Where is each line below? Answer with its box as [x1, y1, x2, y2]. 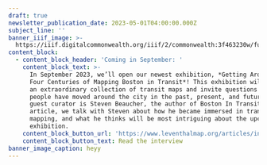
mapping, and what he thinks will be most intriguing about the [29, 115, 247, 123]
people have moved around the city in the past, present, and [29, 93, 240, 101]
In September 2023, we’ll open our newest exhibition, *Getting [29, 71, 247, 79]
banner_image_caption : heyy [8, 144, 102, 152]
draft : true [8, 11, 48, 20]
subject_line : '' [8, 26, 66, 34]
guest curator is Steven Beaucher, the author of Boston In [29, 100, 233, 108]
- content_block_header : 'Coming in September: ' [15, 56, 183, 64]
